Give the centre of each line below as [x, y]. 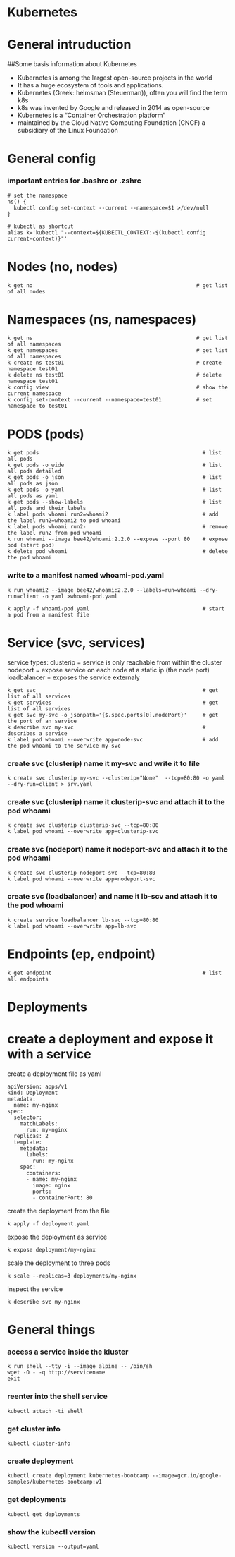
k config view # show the [118, 388]
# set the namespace [38, 195]
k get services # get [113, 703]
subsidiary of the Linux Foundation [68, 131]
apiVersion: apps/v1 [38, 1086]
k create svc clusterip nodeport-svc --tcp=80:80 [82, 873]
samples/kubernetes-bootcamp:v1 [55, 1482]
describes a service [38, 733]
